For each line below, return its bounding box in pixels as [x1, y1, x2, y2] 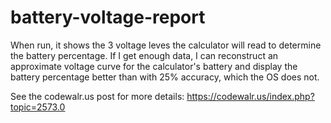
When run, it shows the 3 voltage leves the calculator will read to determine [10, 39, 322, 51]
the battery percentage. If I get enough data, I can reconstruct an [10, 49, 279, 61]
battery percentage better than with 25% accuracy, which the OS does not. [10, 71, 320, 83]
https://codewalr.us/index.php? [186, 90, 315, 102]
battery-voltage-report [10, 6, 206, 29]
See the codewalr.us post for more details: [10, 90, 185, 102]
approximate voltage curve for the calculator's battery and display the [10, 60, 298, 72]
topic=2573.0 [10, 101, 66, 113]
